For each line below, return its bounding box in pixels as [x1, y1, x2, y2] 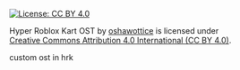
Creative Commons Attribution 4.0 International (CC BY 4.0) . [9, 35, 232, 45]
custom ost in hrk [9, 52, 74, 62]
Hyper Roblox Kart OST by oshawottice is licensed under [9, 26, 219, 35]
